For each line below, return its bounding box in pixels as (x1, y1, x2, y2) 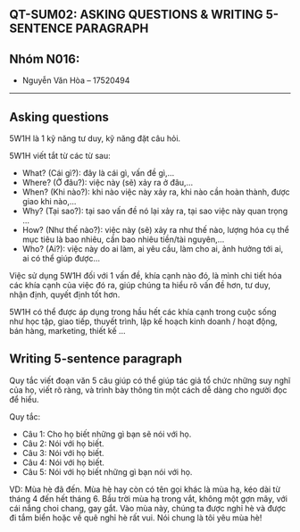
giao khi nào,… (21, 196, 77, 207)
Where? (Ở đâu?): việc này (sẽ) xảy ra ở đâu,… (21, 178, 194, 188)
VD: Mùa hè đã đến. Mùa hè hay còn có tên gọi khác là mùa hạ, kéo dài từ (9, 484, 281, 495)
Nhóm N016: (9, 51, 80, 66)
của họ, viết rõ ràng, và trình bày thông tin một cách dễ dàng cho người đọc (9, 384, 287, 395)
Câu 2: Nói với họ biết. (21, 437, 104, 449)
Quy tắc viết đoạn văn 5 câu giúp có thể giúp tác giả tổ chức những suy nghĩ (9, 375, 291, 386)
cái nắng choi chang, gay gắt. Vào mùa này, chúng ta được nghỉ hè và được (9, 503, 287, 513)
